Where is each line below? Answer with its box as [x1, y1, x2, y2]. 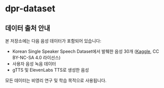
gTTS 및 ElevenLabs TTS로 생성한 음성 [12, 67, 89, 73]
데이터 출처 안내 [5, 24, 50, 32]
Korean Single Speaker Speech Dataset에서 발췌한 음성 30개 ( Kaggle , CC [12, 48, 160, 54]
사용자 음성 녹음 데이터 [12, 61, 56, 67]
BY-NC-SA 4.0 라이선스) [12, 55, 61, 60]
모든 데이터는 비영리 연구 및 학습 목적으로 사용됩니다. [5, 78, 107, 83]
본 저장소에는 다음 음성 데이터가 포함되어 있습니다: [5, 38, 102, 44]
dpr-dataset [5, 3, 55, 14]
